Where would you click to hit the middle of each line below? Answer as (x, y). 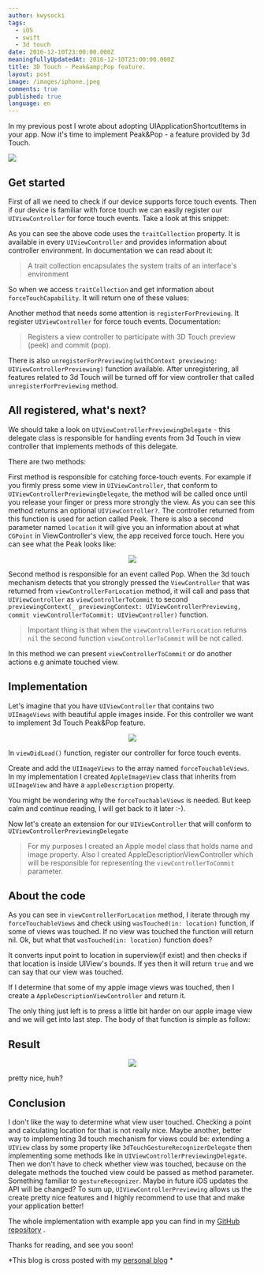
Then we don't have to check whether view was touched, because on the (127, 1164)
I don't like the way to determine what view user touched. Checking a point (130, 1122)
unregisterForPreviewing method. (63, 385)
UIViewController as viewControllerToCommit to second (98, 599)
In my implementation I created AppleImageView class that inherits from (122, 776)
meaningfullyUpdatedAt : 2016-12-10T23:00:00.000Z (91, 60)
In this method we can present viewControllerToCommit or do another (120, 653)
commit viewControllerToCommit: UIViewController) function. (108, 614)
